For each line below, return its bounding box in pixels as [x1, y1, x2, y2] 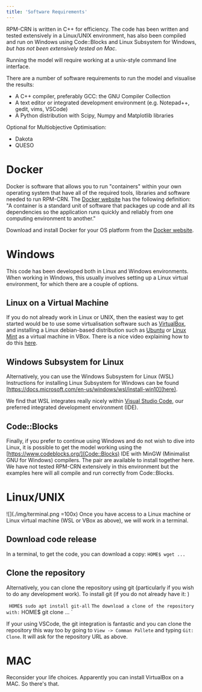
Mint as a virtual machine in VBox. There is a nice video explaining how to [6, 333, 189, 340]
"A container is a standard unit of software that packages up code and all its [6, 202, 195, 209]
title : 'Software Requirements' [6, 8, 87, 15]
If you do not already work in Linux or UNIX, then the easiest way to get [6, 314, 184, 321]
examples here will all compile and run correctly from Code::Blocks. [6, 469, 174, 477]
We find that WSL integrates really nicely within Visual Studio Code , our [6, 398, 184, 405]
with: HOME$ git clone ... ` [6, 608, 74, 615]
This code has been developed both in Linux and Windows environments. [6, 267, 189, 275]
